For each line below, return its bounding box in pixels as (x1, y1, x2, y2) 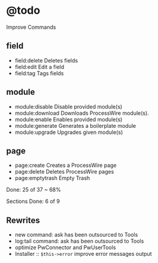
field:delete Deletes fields (14, 56, 78, 64)
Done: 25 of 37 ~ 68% (6, 186, 61, 193)
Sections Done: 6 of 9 (6, 198, 60, 205)
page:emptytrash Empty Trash (14, 175, 90, 182)
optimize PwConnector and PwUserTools (14, 244, 116, 251)
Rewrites (6, 215, 40, 225)
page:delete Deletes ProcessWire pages (14, 168, 114, 175)
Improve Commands (6, 23, 56, 31)
